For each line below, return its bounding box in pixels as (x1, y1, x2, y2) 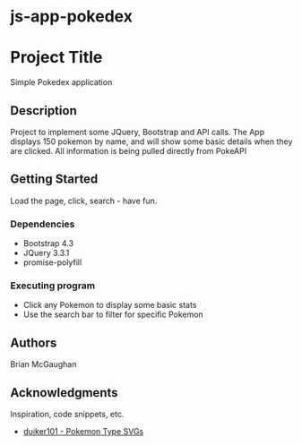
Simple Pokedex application (10, 77, 113, 88)
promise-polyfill (22, 257, 82, 268)
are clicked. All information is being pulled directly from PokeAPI (10, 145, 247, 156)
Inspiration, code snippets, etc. (10, 408, 125, 419)
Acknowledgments (10, 385, 119, 400)
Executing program (10, 279, 96, 292)
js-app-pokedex (10, 6, 134, 27)
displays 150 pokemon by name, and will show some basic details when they (10, 136, 293, 147)
